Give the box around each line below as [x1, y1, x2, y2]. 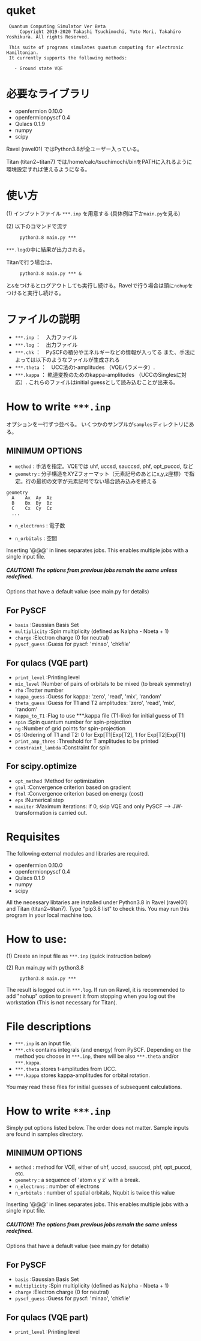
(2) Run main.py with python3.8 [6, 964, 84, 971]
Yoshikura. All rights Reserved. [6, 34, 90, 40]
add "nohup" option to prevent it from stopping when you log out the [6, 992, 176, 1000]
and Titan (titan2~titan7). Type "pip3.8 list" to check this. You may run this [6, 905, 190, 912]
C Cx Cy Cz [11, 505, 52, 511]
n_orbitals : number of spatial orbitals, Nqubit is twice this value [14, 1189, 175, 1196]
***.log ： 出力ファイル [14, 341, 78, 348]
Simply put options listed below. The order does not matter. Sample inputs [6, 1124, 189, 1131]
